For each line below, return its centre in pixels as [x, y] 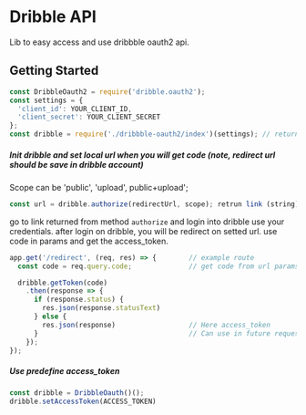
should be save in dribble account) [76, 164]
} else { [50, 316]
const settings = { [46, 100]
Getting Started [54, 71]
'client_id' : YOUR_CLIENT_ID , [75, 109]
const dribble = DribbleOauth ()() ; [77, 393]
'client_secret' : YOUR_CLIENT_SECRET [89, 117]
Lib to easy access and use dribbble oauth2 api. [99, 42]
